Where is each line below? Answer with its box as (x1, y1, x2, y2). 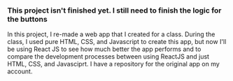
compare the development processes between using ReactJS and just (7, 52, 210, 61)
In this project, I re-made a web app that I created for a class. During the (7, 30, 216, 38)
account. (7, 67, 33, 75)
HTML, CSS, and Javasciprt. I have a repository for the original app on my (7, 60, 220, 68)
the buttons (7, 14, 48, 24)
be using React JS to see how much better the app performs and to (7, 45, 202, 54)
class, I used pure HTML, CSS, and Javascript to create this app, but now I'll (7, 38, 227, 46)
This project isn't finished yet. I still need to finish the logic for (7, 6, 222, 15)
